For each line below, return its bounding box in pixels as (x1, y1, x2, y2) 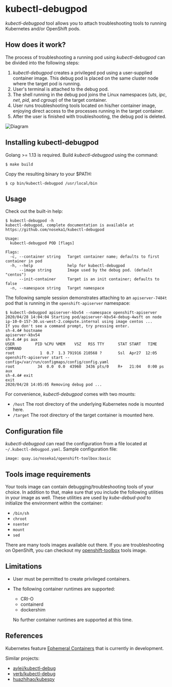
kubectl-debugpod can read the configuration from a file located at (5, 441, 147, 447)
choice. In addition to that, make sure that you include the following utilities (5, 489, 164, 495)
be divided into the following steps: (5, 60, 80, 66)
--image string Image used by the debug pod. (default (18, 268, 153, 273)
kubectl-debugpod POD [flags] (10, 241, 74, 246)
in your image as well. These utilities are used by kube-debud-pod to (5, 495, 151, 500)
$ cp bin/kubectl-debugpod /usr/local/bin (5, 180, 98, 186)
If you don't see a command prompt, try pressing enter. (5, 323, 130, 329)
